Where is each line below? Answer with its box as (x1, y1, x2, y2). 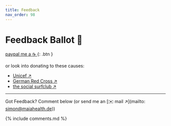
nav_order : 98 (5, 12, 36, 17)
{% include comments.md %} (5, 115, 67, 122)
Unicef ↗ (12, 73, 32, 79)
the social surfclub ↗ (12, 83, 57, 89)
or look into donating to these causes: (5, 63, 85, 69)
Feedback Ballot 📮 (5, 34, 83, 46)
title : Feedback (5, 7, 40, 13)
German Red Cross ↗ (12, 78, 58, 84)
